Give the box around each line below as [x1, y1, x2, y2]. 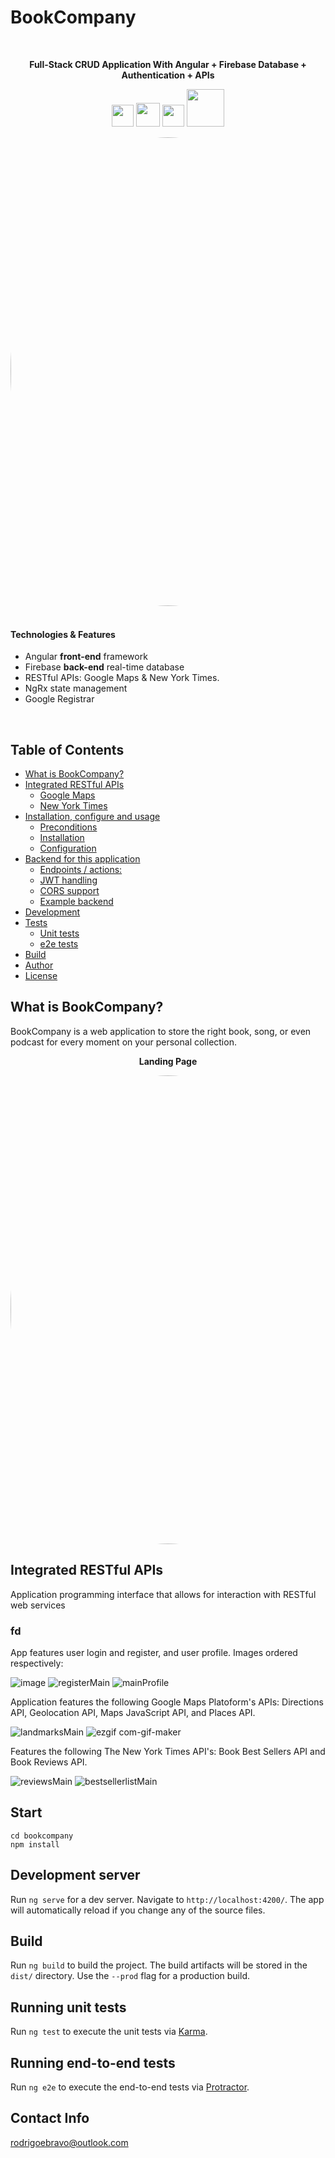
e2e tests [39, 937, 79, 950]
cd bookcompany [10, 1831, 74, 1841]
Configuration [39, 842, 97, 854]
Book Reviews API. [10, 1756, 88, 1768]
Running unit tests [10, 1999, 127, 2016]
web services [10, 1599, 66, 1611]
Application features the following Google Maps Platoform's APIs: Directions [10, 1696, 324, 1708]
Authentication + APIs [121, 69, 215, 81]
